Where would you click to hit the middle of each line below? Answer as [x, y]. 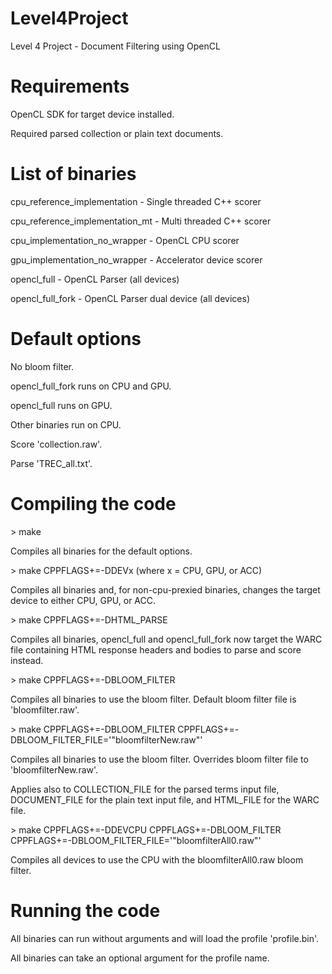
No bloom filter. [42, 366]
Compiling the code [93, 503]
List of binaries [73, 174]
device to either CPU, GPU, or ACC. [83, 600]
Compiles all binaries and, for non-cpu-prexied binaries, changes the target [165, 589]
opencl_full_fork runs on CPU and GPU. [91, 386]
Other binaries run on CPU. [66, 424]
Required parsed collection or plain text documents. [117, 133]
